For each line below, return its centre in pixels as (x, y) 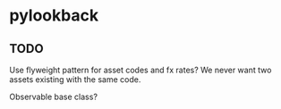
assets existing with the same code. (75, 80)
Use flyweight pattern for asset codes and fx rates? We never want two (140, 70)
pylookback (54, 16)
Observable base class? (54, 96)
